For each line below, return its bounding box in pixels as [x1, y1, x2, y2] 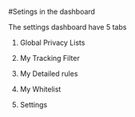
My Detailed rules [19, 69, 78, 79]
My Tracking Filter [19, 54, 80, 63]
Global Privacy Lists [19, 38, 85, 47]
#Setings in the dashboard [8, 7, 96, 16]
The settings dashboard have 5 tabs [8, 22, 127, 31]
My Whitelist [19, 84, 62, 94]
